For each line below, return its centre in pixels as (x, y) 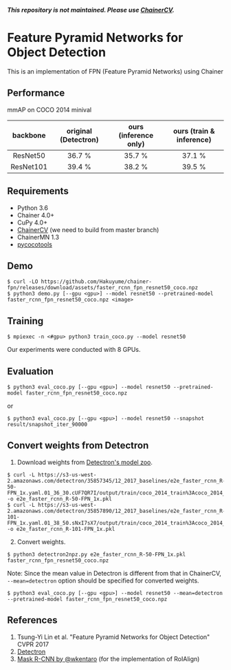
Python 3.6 (32, 208)
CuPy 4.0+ (32, 222)
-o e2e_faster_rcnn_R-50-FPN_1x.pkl (59, 499)
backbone (29, 135)
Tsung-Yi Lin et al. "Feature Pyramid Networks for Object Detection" (113, 637)
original (79, 131)
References (32, 620)
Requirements (38, 191)
